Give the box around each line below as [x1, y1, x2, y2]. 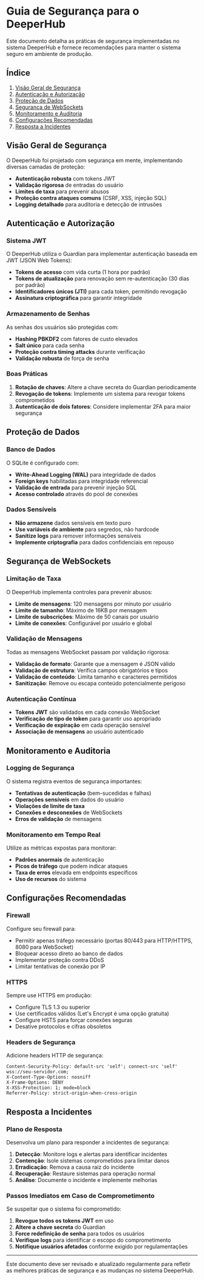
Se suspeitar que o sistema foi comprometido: [6, 1205, 121, 1213]
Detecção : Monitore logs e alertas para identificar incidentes [15, 1150, 168, 1158]
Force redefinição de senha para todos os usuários [15, 1230, 144, 1237]
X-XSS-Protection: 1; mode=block [6, 1085, 91, 1091]
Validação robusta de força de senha [15, 355, 109, 362]
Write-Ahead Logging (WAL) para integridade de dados [15, 471, 156, 478]
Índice [6, 68, 30, 78]
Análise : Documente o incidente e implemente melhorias [15, 1177, 158, 1184]
